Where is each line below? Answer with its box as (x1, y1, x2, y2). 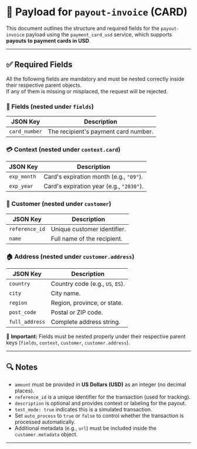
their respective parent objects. (6, 82, 82, 89)
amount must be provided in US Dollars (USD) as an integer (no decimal (14, 381, 186, 388)
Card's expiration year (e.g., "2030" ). (43, 182, 144, 190)
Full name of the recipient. (50, 234, 123, 242)
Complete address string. (50, 318, 121, 326)
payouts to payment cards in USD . (6, 37, 91, 44)
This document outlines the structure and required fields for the (6, 25, 159, 32)
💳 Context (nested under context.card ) (6, 145, 121, 153)
